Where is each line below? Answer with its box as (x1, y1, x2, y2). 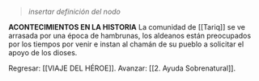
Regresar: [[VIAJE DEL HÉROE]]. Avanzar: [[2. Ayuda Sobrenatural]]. (8, 63, 236, 73)
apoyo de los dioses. (8, 48, 78, 57)
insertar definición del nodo (28, 7, 121, 16)
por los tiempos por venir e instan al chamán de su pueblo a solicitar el (8, 39, 244, 49)
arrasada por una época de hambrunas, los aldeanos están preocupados (8, 31, 252, 40)
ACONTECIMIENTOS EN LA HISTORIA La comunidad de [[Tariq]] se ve (8, 22, 245, 31)
